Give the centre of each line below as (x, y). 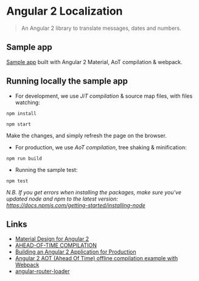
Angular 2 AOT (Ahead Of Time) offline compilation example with (96, 258)
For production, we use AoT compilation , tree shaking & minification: (101, 147)
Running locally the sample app (67, 81)
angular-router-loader (42, 271)
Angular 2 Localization (65, 11)
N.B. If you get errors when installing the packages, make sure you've (94, 192)
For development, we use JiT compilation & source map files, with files (104, 96)
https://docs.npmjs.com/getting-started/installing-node (76, 205)
